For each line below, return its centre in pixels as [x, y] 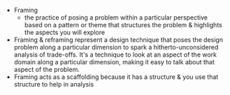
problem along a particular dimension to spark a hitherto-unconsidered [116, 47]
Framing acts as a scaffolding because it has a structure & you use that [116, 77]
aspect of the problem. [47, 70]
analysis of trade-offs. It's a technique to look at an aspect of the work [115, 54]
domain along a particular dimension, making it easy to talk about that [114, 62]
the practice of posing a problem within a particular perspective [116, 17]
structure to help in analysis [54, 84]
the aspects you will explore [65, 32]
